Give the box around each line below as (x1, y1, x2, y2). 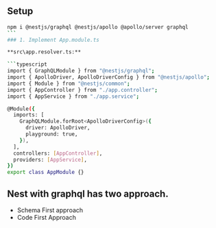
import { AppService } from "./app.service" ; (7, 92, 139, 100)
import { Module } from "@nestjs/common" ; (7, 80, 130, 87)
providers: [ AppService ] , (13, 156, 88, 163)
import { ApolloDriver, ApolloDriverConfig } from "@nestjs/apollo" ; (7, 74, 211, 81)
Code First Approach (16, 214, 77, 221)
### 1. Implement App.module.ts (7, 36, 99, 43)
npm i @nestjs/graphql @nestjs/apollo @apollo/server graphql (7, 23, 189, 30)
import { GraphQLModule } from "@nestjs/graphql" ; (7, 68, 155, 75)
